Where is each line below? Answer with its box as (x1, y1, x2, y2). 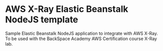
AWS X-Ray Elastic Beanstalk (5, 3, 128, 15)
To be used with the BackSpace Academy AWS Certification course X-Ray (5, 36, 158, 42)
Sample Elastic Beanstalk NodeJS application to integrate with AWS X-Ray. (5, 30, 158, 36)
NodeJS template (5, 14, 79, 25)
